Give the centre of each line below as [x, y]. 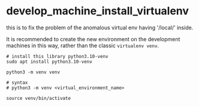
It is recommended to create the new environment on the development [93, 39]
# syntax [17, 82]
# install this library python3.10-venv [58, 56]
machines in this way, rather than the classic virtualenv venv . [83, 45]
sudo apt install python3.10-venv [49, 62]
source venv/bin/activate [38, 98]
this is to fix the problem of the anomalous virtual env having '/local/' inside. [100, 27]
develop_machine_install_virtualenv [98, 11]
